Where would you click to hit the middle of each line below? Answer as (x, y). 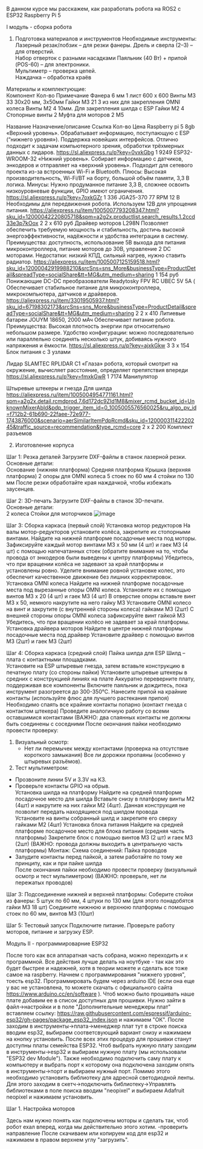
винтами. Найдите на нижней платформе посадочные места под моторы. (101, 538)
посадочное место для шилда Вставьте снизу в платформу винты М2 (105, 799)
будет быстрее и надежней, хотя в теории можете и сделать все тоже (97, 968)
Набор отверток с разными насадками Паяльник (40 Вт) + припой (101, 58)
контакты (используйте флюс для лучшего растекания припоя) (88, 698)
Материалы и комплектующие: (46, 89)
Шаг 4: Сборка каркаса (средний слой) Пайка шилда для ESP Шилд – (96, 653)
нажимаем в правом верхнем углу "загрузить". (67, 1140)
